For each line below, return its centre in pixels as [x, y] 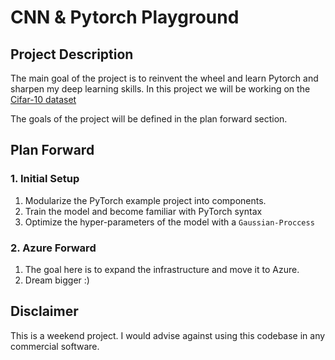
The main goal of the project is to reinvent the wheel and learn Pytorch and [164, 78]
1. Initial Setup [45, 179]
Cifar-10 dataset [43, 99]
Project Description [72, 54]
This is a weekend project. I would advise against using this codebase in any [168, 335]
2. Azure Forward [53, 248]
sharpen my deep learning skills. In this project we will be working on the [160, 89]
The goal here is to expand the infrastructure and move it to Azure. [162, 269]
